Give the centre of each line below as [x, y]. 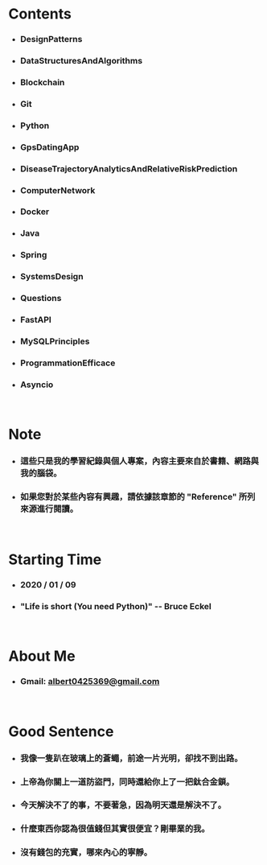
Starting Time [55, 559]
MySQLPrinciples [55, 341]
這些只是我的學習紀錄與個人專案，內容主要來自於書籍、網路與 [140, 461]
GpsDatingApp [49, 147]
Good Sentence [61, 731]
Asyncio [37, 385]
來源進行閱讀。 [49, 509]
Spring [33, 255]
